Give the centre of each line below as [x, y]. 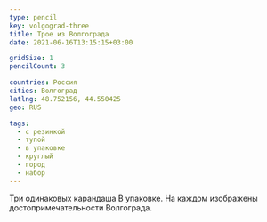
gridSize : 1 [31, 59]
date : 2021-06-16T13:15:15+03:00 [71, 42]
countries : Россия [43, 83]
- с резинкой [41, 131]
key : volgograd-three [49, 26]
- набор [32, 173]
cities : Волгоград [43, 91]
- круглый [35, 156]
